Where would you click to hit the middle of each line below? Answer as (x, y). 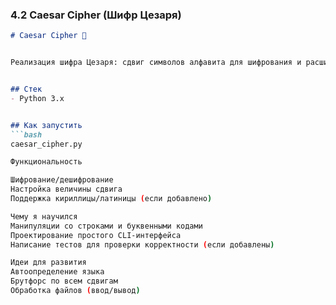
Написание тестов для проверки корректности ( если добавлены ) (142, 244)
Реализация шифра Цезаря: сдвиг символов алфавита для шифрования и (156, 63)
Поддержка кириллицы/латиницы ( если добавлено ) (111, 199)
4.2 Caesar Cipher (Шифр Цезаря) (96, 15)
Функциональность (46, 162)
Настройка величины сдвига (66, 189)
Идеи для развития (48, 263)
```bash (26, 134)
